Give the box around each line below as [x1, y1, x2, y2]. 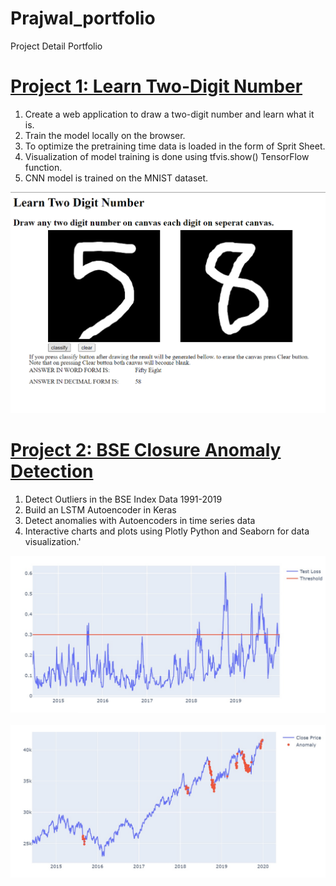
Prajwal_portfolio [10, 7, 156, 30]
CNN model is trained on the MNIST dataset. [24, 172, 209, 184]
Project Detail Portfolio [10, 40, 103, 52]
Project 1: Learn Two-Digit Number [10, 75, 303, 98]
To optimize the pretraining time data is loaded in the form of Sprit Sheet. [24, 140, 326, 152]
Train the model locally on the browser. [24, 129, 186, 141]
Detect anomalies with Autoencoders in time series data [24, 515, 256, 527]
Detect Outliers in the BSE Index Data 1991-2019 [24, 493, 223, 506]
